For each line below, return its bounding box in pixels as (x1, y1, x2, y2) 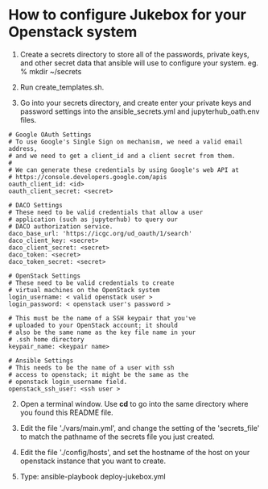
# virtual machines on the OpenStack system (8, 286, 160, 294)
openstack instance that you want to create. (19, 456, 167, 466)
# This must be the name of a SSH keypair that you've (8, 314, 196, 322)
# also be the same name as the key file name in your (8, 328, 196, 336)
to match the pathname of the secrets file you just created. (19, 432, 215, 441)
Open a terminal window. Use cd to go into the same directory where (19, 399, 249, 408)
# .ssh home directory (8, 335, 85, 344)
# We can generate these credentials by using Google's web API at (8, 165, 240, 174)
